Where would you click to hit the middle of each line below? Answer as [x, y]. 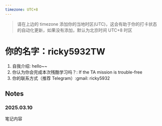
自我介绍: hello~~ [30, 66]
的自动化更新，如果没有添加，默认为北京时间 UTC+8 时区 [75, 30]
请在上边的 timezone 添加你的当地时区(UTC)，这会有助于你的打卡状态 [87, 24]
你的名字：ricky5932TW [55, 51]
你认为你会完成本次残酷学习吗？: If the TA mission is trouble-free [77, 72]
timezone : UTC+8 [21, 9]
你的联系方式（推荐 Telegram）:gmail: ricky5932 [61, 78]
